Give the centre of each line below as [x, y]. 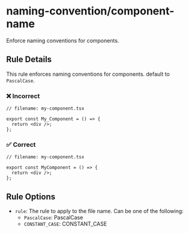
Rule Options [31, 197]
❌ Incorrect [23, 96]
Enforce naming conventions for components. [63, 40]
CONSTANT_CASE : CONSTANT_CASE [65, 224]
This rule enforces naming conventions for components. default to [88, 74]
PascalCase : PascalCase [53, 217]
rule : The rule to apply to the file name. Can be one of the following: [99, 211]
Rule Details [29, 59]
